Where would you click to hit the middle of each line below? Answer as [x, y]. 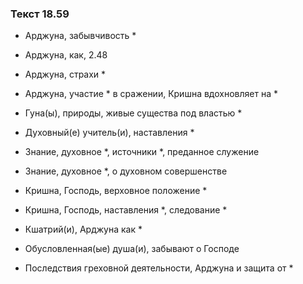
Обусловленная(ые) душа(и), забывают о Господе [132, 249]
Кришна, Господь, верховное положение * [116, 191]
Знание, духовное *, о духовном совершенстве [126, 171]
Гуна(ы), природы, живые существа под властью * [133, 113]
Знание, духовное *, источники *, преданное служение [142, 152]
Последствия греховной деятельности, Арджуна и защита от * [159, 268]
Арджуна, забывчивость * [80, 36]
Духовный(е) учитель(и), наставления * [109, 133]
